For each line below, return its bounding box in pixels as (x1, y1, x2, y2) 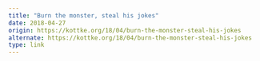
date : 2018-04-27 (8, 19, 66, 27)
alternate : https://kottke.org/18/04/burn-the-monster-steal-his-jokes (8, 33, 252, 42)
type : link (8, 41, 45, 49)
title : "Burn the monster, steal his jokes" (8, 11, 159, 20)
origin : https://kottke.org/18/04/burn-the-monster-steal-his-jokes (8, 26, 242, 34)
